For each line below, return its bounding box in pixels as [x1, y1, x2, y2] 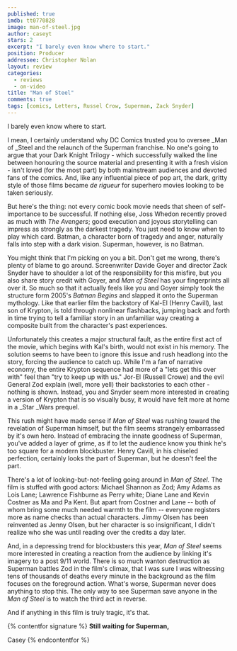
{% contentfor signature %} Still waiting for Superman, [7, 621, 170, 630]
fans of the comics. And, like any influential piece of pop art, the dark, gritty [7, 173, 228, 181]
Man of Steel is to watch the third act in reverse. [7, 594, 147, 603]
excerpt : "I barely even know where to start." [7, 43, 151, 50]
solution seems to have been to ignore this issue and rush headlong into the [7, 350, 229, 358]
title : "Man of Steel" [7, 89, 74, 96]
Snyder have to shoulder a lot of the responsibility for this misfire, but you [7, 268, 221, 277]
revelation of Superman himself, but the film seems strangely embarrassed [7, 424, 225, 432]
